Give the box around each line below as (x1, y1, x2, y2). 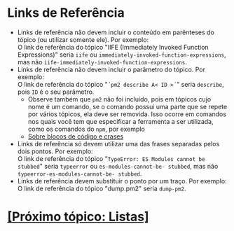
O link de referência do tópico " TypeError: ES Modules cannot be (17, 154, 205, 162)
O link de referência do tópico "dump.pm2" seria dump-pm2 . (17, 184, 186, 192)
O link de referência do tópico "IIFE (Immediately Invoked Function (17, 43, 209, 51)
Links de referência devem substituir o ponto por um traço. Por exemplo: (17, 176, 227, 185)
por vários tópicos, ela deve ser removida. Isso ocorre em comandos (27, 110, 226, 118)
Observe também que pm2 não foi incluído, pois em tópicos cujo (27, 94, 212, 103)
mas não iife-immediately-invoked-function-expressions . (17, 57, 187, 66)
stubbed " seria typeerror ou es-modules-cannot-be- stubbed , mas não (17, 162, 219, 170)
